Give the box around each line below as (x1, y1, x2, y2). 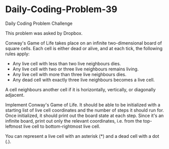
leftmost (5, 123, 23, 129)
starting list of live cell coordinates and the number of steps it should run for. (5, 107, 164, 113)
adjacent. (5, 92, 25, 98)
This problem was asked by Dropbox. (5, 30, 83, 36)
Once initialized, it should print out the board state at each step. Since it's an (5, 113, 164, 119)
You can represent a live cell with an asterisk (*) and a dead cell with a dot (5, 133, 159, 139)
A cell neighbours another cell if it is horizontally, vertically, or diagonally (5, 86, 156, 92)
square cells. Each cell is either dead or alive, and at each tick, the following (5, 45, 163, 51)
